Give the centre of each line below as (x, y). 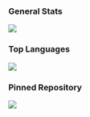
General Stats (35, 11)
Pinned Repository (45, 87)
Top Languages (39, 49)
